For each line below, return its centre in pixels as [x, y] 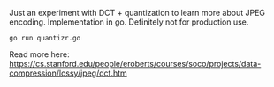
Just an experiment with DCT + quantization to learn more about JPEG [137, 13]
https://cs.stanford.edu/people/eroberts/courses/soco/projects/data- [135, 64]
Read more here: [39, 54]
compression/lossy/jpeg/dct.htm [68, 73]
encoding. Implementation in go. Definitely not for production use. [129, 22]
